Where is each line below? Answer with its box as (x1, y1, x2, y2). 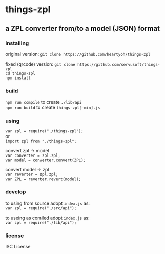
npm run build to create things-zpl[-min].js (5, 104, 100, 111)
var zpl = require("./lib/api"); (5, 220, 77, 225)
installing (5, 40, 29, 47)
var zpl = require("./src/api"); (5, 205, 77, 211)
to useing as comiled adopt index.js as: (5, 214, 90, 221)
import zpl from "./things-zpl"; (5, 139, 77, 144)
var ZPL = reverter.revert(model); (5, 177, 81, 182)
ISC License (5, 244, 31, 250)
